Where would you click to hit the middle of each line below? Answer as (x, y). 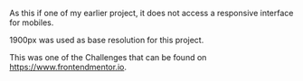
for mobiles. (32, 22)
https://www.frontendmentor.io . (68, 67)
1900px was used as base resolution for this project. (107, 40)
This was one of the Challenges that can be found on (108, 57)
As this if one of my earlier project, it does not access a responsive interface (151, 13)
